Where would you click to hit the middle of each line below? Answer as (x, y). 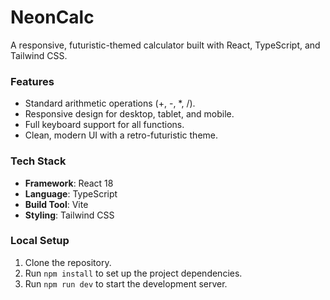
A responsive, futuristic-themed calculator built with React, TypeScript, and (165, 45)
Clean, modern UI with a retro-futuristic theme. (121, 135)
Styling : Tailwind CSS (69, 215)
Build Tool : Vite (56, 204)
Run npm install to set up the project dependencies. (133, 273)
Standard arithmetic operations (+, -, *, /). (110, 103)
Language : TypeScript (71, 193)
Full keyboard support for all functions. (104, 125)
